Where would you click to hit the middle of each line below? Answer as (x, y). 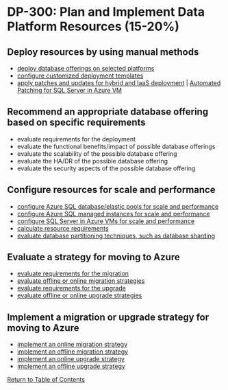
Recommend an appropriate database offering (108, 112)
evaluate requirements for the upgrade (72, 288)
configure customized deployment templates (80, 76)
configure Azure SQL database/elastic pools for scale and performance (118, 206)
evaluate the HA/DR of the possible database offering (92, 161)
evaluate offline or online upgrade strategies (79, 295)
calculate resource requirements (63, 228)
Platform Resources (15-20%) (93, 26)
